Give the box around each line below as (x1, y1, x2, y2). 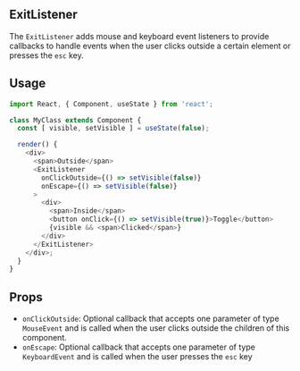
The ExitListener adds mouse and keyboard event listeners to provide (9, 30, 270, 41)
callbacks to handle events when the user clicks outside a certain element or (9, 40, 291, 51)
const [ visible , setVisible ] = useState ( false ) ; (17, 124, 210, 133)
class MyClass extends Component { (9, 115, 142, 124)
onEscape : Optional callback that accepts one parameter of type (21, 341, 256, 352)
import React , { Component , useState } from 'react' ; (9, 99, 214, 108)
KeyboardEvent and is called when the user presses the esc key (21, 351, 253, 362)
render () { (17, 140, 58, 149)
